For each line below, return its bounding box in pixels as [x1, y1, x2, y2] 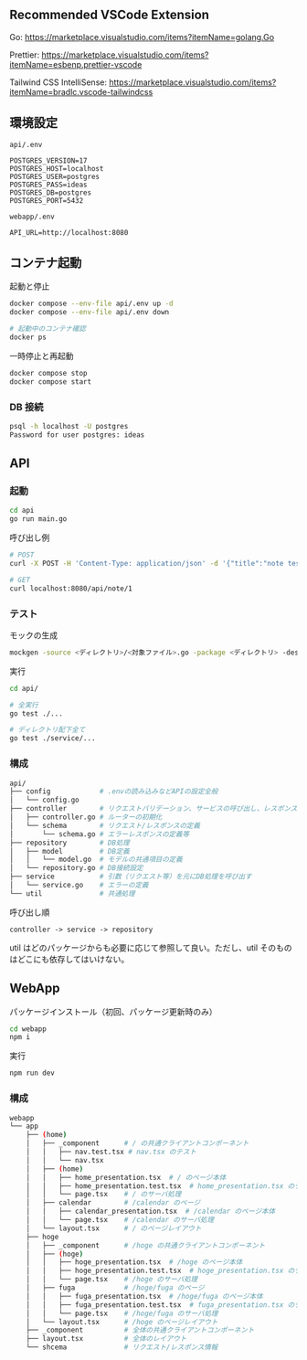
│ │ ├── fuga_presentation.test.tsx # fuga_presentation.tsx [26, 1300, 284, 1310]
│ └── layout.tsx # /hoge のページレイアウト [26, 1317, 218, 1326]
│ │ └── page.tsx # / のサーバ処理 [26, 1190, 182, 1199]
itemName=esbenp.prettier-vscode [9, 58, 143, 69]
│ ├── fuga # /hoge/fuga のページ [26, 1283, 205, 1292]
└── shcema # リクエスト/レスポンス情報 [26, 1343, 218, 1352]
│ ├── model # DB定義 [9, 846, 130, 855]
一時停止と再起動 [9, 350, 74, 361]
